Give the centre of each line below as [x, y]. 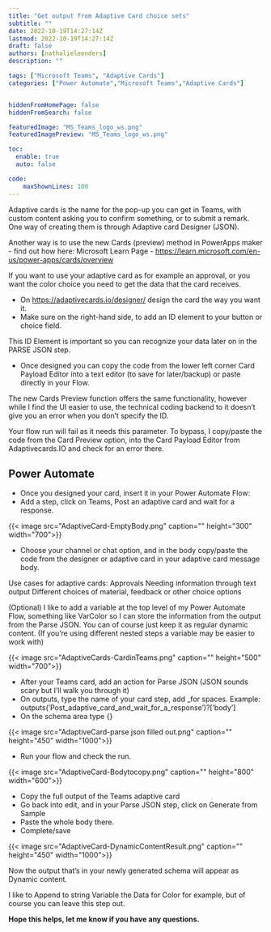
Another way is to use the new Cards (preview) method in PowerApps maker [135, 242]
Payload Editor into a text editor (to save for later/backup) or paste [130, 374]
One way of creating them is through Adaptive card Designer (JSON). [124, 227]
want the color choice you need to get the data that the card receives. [125, 283]
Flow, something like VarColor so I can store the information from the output [135, 616]
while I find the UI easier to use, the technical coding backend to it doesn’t [132, 406]
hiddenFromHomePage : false [54, 105]
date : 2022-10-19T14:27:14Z [56, 31]
